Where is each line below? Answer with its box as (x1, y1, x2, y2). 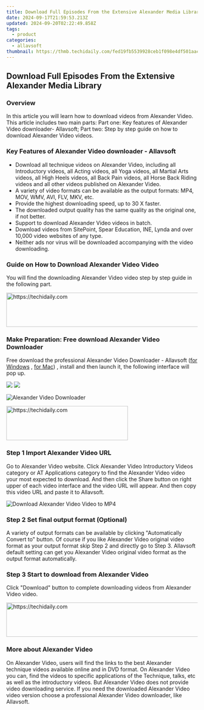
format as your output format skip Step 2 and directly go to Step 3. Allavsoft (6, 542, 196, 549)
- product (12, 32, 36, 38)
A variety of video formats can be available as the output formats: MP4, (15, 187, 194, 194)
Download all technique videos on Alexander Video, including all (15, 161, 176, 168)
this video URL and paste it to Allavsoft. (6, 488, 105, 496)
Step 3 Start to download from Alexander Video (6, 570, 149, 579)
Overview (6, 99, 36, 107)
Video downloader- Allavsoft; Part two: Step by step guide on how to (6, 125, 178, 133)
